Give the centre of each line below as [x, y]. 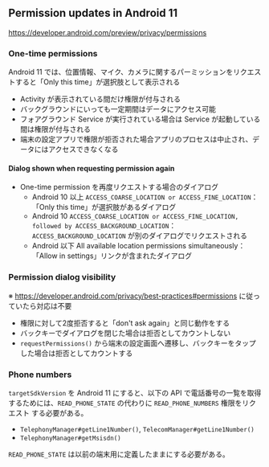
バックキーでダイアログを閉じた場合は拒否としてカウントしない [125, 333]
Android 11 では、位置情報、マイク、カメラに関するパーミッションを [121, 72]
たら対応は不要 [47, 305]
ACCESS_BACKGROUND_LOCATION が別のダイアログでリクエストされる [139, 236]
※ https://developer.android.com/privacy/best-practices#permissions [123, 296]
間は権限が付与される [55, 129]
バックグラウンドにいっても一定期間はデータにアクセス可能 [118, 109]
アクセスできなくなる [83, 150]
